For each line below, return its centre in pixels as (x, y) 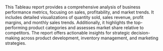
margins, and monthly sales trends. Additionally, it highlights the (69, 22)
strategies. (16, 43)
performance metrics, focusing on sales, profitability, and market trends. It (80, 12)
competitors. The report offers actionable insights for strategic (68, 33)
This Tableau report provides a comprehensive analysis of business (73, 7)
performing (16, 28)
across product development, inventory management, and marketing (90, 38)
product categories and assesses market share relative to (86, 28)
